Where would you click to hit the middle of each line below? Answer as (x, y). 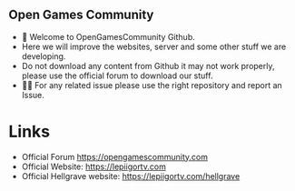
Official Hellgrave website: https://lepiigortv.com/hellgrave (131, 176)
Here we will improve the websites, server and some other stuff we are (154, 46)
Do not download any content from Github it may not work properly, (148, 65)
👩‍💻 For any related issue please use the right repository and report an (152, 85)
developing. (44, 56)
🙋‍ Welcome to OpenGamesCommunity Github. (108, 36)
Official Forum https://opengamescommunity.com (114, 156)
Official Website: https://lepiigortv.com (94, 166)
